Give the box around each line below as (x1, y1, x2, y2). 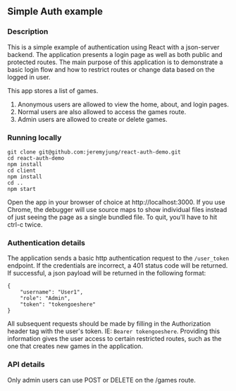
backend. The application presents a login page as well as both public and (7, 50, 223, 58)
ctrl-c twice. (7, 220, 43, 228)
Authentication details (7, 237, 86, 247)
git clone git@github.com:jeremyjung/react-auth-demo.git (7, 148, 181, 156)
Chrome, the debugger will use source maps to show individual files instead (7, 205, 228, 213)
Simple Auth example (7, 6, 104, 18)
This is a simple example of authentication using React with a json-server (7, 42, 220, 51)
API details (7, 359, 45, 369)
